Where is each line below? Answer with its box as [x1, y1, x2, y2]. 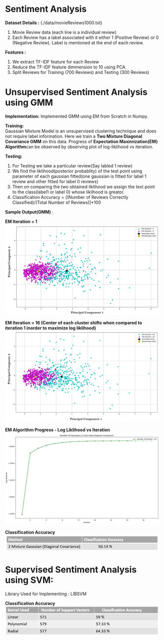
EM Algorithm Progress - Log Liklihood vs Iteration [5, 427, 110, 433]
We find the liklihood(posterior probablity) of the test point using [12, 168, 142, 174]
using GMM [5, 97, 53, 108]
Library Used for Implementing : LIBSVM [5, 591, 87, 597]
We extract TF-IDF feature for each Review [12, 59, 99, 64]
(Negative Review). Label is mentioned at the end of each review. [12, 39, 144, 45]
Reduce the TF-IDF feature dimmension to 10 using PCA [12, 64, 126, 70]
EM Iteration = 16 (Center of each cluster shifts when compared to [5, 320, 142, 326]
